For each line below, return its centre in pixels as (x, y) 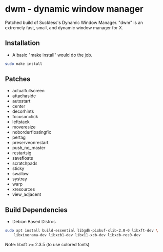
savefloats (22, 158)
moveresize (24, 127)
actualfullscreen (28, 91)
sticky (18, 168)
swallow (20, 174)
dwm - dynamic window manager (74, 9)
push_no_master (29, 148)
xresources (23, 189)
